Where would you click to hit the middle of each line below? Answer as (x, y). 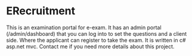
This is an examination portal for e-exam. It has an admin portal (84, 27)
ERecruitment (41, 11)
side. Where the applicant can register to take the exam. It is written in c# (96, 40)
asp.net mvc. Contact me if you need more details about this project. (90, 46)
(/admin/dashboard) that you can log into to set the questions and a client (97, 33)
